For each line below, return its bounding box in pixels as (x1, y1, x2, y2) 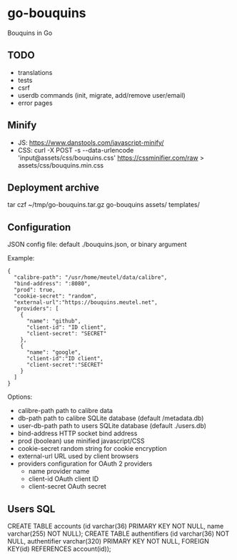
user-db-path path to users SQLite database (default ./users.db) (17, 422, 207, 430)
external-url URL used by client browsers (17, 452, 139, 461)
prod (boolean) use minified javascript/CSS (17, 437, 145, 445)
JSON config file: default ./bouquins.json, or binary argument (7, 240, 187, 249)
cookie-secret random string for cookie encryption (17, 444, 167, 453)
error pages (17, 98, 53, 107)
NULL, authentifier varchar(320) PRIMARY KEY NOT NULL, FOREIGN (7, 537, 209, 545)
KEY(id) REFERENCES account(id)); (7, 544, 111, 553)
